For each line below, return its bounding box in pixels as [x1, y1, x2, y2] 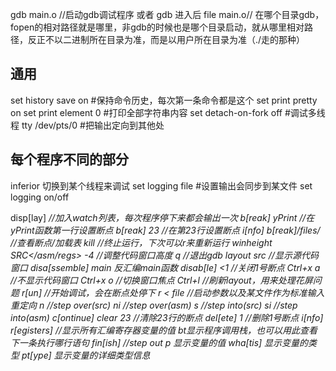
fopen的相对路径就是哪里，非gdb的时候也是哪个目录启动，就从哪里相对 [10, 21, 305, 33]
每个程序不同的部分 [10, 151, 129, 168]
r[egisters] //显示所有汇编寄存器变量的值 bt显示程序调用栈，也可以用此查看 [10, 324, 318, 336]
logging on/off [10, 191, 70, 203]
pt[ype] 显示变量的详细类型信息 [21, 349, 151, 361]
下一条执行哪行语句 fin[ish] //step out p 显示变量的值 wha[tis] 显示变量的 [10, 336, 309, 348]
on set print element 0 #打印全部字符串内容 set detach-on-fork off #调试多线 [10, 106, 326, 118]
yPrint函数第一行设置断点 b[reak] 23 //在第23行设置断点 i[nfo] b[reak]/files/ [10, 224, 321, 236]
